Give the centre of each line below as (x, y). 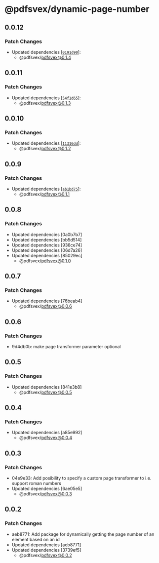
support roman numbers (36, 483)
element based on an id (36, 539)
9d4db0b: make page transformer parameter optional (66, 346)
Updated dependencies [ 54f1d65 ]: (46, 98)
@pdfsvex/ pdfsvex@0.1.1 (44, 194)
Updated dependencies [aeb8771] (46, 545)
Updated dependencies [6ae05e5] (47, 489)
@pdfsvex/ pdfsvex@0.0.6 (45, 306)
